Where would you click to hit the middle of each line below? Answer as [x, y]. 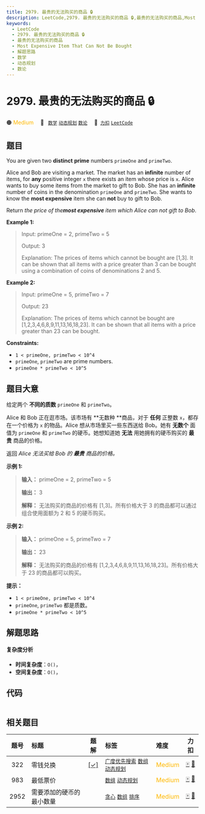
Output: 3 [33, 246]
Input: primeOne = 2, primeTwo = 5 [65, 234]
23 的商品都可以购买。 [56, 572]
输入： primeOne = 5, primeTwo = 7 [66, 539]
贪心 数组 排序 [122, 797]
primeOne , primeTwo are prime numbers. [64, 361]
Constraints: [23, 343]
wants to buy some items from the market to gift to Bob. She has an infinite [101, 186]
